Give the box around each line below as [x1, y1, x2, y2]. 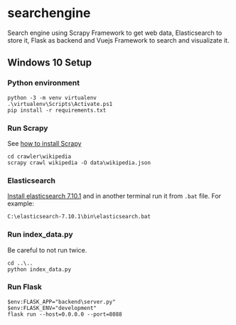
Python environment [7, 78, 80, 88]
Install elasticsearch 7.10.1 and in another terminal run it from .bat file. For [7, 192, 222, 201]
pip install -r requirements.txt [7, 107, 107, 114]
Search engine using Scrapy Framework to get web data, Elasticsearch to [7, 28, 222, 37]
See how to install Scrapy [7, 139, 82, 147]
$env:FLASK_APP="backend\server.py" [7, 298, 116, 305]
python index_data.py [7, 265, 72, 273]
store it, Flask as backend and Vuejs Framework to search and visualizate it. [7, 36, 230, 44]
